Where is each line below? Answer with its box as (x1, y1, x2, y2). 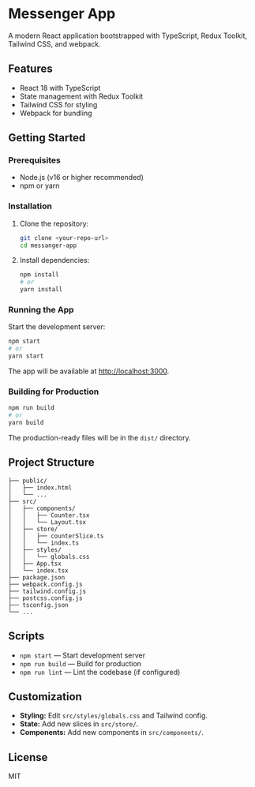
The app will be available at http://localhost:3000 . (8, 366, 170, 376)
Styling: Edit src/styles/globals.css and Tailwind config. (19, 711, 208, 721)
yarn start (8, 352, 44, 360)
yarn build (8, 419, 44, 427)
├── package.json (8, 573, 66, 581)
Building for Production (8, 386, 99, 397)
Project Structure (8, 455, 95, 470)
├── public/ (8, 477, 47, 485)
